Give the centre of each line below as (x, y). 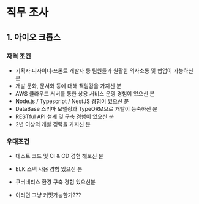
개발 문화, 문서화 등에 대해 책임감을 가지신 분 (68, 86)
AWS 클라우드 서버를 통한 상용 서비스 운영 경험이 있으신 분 (85, 93)
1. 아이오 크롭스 (34, 37)
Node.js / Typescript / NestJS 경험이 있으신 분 (72, 101)
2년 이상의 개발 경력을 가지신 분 (53, 124)
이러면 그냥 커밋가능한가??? (48, 195)
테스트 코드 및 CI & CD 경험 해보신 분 (59, 156)
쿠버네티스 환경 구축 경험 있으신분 (55, 182)
